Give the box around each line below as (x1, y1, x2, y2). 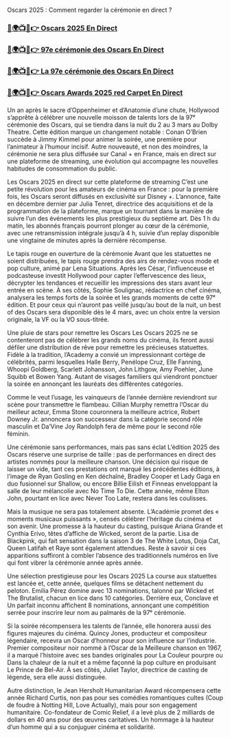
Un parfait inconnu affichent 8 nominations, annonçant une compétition (7, 601, 209, 609)
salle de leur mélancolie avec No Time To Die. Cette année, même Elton (7, 487, 209, 495)
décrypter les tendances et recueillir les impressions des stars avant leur (7, 279, 213, 287)
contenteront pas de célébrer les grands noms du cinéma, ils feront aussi (7, 336, 214, 345)
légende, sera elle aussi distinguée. (7, 673, 108, 682)
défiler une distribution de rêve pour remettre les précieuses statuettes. (7, 343, 209, 351)
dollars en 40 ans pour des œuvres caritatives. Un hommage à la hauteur (7, 715, 214, 724)
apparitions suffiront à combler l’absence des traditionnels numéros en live (7, 552, 218, 560)
